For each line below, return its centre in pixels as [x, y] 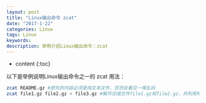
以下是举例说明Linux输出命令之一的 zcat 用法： [66, 76]
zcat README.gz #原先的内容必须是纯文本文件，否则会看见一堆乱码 [81, 88]
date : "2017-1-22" [30, 23]
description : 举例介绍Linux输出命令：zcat [57, 47]
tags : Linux [21, 35]
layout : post [23, 12]
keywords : [19, 40]
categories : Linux [30, 29]
